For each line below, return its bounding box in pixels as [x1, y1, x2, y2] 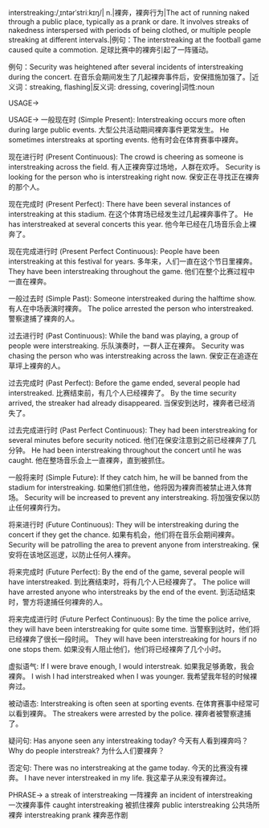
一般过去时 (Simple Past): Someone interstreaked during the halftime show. [8, 293, 257, 303]
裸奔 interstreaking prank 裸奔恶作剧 [8, 810, 128, 819]
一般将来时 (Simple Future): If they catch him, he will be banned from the [8, 473, 249, 482]
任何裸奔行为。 [14, 502, 65, 512]
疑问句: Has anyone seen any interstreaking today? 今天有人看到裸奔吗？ [8, 736, 249, 745]
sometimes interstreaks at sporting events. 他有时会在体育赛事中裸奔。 [8, 135, 243, 144]
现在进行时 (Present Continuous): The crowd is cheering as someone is [8, 152, 244, 162]
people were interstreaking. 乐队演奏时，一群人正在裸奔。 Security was [8, 341, 245, 350]
